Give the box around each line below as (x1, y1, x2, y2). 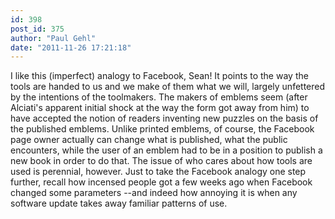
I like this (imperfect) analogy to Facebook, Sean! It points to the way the (10, 70, 309, 82)
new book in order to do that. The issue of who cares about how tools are (10, 155, 313, 167)
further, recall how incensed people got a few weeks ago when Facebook (10, 176, 313, 188)
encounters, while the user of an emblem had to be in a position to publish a (10, 144, 323, 156)
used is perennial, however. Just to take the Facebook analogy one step (10, 166, 307, 178)
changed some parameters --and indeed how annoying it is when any (10, 187, 298, 199)
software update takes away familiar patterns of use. (10, 197, 228, 210)
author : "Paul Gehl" (10, 33, 97, 43)
